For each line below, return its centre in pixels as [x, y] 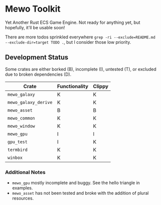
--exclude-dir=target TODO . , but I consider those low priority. [68, 42]
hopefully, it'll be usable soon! [35, 27]
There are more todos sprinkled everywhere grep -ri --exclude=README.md [80, 37]
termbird [18, 150]
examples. [22, 188]
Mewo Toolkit [33, 9]
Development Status [37, 58]
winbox [15, 157]
